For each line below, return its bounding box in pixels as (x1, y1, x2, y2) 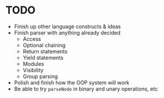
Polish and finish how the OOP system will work (14, 79, 130, 86)
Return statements (22, 48, 68, 55)
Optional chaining (22, 42, 66, 49)
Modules (22, 60, 45, 67)
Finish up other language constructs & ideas (14, 23, 121, 30)
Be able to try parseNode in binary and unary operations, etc (14, 85, 158, 92)
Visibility (22, 66, 43, 73)
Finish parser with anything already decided (14, 29, 121, 36)
